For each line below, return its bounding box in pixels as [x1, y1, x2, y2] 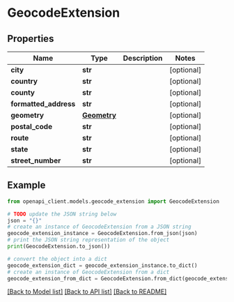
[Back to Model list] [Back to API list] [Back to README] [7, 287, 167, 296]
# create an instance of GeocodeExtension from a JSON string [7, 223, 192, 231]
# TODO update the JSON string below [7, 211, 117, 218]
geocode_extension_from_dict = [7, 275, 98, 282]
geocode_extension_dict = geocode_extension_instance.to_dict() [7, 262, 198, 269]
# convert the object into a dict [7, 255, 108, 262]
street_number [10, 156, 61, 165]
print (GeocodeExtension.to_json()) [7, 243, 111, 250]
